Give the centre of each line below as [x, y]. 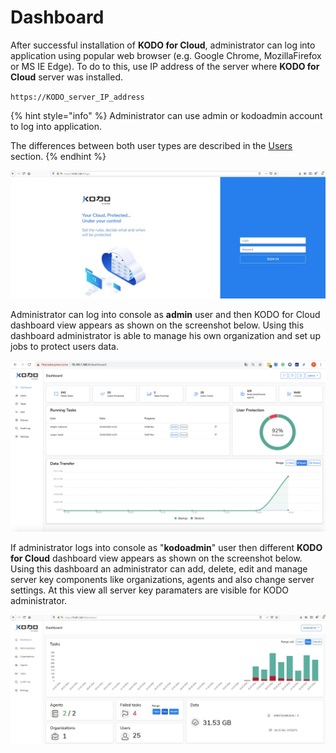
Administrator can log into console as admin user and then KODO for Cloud [165, 314]
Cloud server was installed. [66, 77]
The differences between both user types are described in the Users [151, 145]
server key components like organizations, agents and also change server [162, 580]
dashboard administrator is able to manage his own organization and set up [165, 335]
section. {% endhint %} [58, 156]
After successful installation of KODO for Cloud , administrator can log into [163, 45]
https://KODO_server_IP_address [77, 97]
